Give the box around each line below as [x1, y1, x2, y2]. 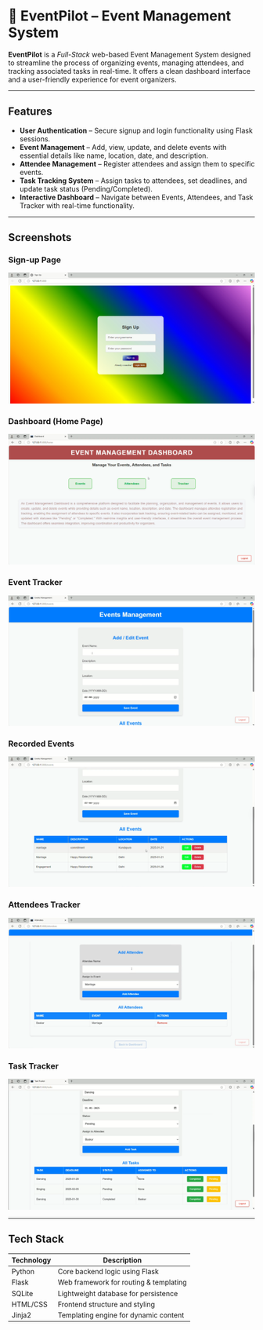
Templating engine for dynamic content [57, 1310, 185, 1320]
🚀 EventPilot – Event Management [8, 7, 232, 25]
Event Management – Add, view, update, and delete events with [19, 142, 227, 152]
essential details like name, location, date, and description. [19, 151, 209, 160]
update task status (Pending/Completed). [19, 184, 153, 193]
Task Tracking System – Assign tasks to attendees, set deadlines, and [19, 176, 247, 185]
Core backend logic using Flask [57, 1267, 159, 1277]
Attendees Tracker [8, 899, 81, 910]
